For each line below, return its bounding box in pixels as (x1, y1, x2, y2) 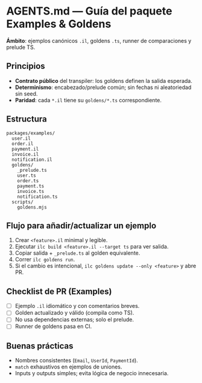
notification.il (11, 156, 52, 163)
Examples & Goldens (6, 17, 112, 31)
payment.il (11, 146, 39, 152)
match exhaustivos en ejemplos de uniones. (14, 363, 122, 370)
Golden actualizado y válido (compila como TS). (14, 309, 134, 316)
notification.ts (17, 194, 58, 200)
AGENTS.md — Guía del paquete (6, 4, 172, 18)
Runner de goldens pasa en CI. (14, 322, 92, 330)
